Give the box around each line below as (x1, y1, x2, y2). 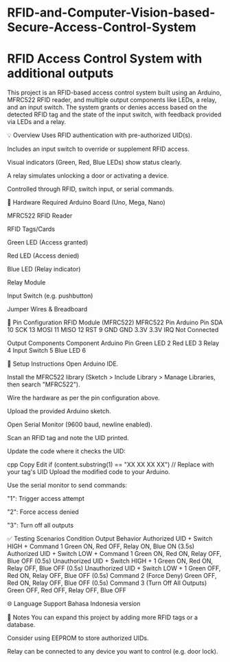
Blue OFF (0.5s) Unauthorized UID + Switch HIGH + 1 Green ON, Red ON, (7, 557, 214, 566)
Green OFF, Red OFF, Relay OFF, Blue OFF (7, 586, 127, 594)
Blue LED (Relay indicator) (7, 265, 81, 273)
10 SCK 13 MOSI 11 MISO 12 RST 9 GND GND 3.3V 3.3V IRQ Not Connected (7, 326, 219, 334)
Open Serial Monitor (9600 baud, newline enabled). (7, 420, 152, 428)
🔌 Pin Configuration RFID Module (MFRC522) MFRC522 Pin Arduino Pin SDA (7, 318, 223, 327)
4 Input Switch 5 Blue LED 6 (7, 346, 87, 355)
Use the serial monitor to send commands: (7, 481, 127, 490)
